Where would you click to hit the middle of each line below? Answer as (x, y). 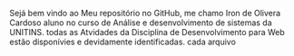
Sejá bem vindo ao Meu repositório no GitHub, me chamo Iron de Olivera (145, 13)
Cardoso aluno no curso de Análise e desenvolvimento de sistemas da (141, 23)
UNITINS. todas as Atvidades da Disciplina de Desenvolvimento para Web (147, 32)
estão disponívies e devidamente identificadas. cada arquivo (122, 42)
